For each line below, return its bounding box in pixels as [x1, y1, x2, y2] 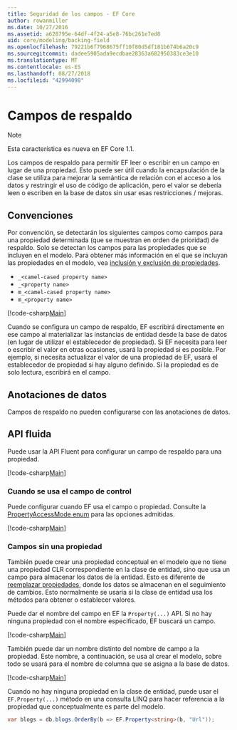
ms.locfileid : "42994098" [7, 76, 84, 84]
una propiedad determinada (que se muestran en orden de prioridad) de [7, 236, 219, 244]
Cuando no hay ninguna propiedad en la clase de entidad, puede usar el [7, 687, 219, 696]
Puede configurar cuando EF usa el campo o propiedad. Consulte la [7, 503, 206, 511]
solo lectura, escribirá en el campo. [7, 368, 111, 377]
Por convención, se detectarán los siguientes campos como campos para [7, 229, 223, 237]
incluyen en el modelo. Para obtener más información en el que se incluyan [7, 251, 228, 260]
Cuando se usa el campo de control [7, 486, 132, 496]
